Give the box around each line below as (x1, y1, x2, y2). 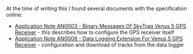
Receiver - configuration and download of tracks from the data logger (14, 41, 185, 48)
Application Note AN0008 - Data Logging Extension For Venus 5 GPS (14, 35, 183, 42)
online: (6, 11, 22, 18)
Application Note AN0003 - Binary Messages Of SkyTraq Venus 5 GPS (14, 23, 187, 29)
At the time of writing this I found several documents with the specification (6, 5, 187, 12)
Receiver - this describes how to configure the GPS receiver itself (14, 29, 174, 36)
